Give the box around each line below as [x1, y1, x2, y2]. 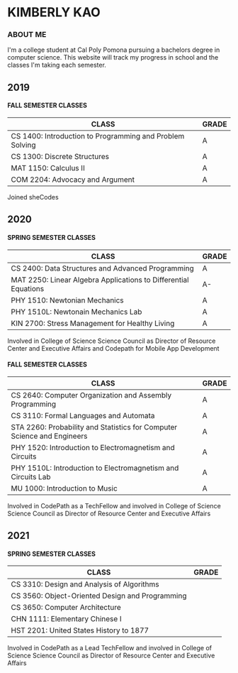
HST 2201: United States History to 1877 [11, 625, 149, 635]
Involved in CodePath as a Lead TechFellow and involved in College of [7, 644, 212, 652]
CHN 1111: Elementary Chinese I [11, 614, 122, 624]
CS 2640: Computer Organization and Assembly [11, 390, 172, 400]
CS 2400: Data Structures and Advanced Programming [11, 263, 195, 273]
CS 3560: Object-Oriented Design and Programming [11, 591, 187, 601]
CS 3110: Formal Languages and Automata [11, 410, 155, 420]
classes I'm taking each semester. [7, 61, 106, 70]
